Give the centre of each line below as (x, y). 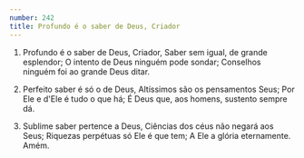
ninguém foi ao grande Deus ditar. (86, 71)
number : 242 (32, 18)
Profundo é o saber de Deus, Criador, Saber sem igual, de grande (145, 52)
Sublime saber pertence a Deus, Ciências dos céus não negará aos (148, 126)
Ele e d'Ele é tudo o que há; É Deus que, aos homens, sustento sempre (155, 99)
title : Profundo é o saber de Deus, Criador (95, 26)
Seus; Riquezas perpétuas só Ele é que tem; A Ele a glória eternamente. (157, 135)
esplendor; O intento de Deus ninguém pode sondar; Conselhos (142, 62)
